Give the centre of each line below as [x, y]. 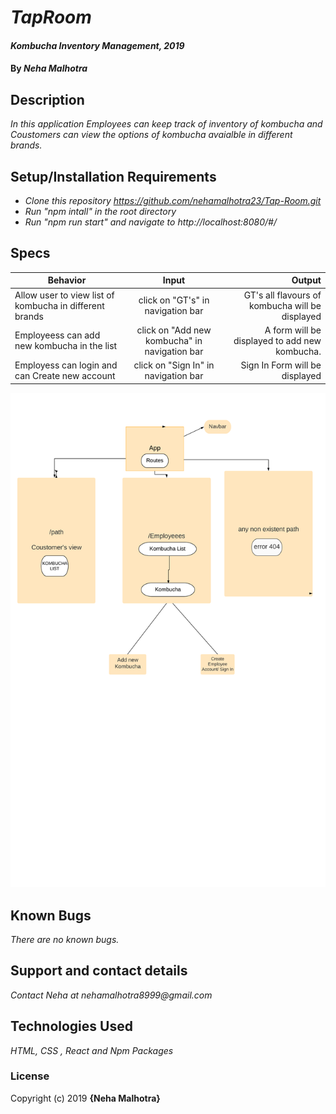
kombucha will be [285, 305]
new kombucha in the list [66, 346]
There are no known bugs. [65, 939]
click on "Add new [174, 330]
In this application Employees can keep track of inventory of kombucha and [166, 124]
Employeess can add [57, 335]
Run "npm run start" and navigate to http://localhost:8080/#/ [150, 222]
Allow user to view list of [64, 295]
